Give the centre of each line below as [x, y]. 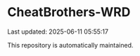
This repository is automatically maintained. [70, 45]
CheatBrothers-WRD [69, 12]
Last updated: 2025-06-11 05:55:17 [58, 31]
